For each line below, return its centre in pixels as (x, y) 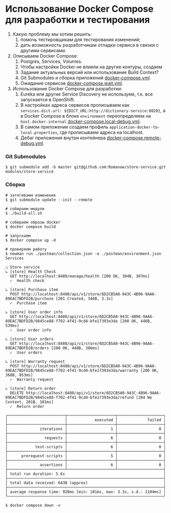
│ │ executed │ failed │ (86, 420)
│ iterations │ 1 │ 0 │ (86, 429)
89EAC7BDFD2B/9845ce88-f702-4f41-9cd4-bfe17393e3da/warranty (72, 370)
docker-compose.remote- (134, 138)
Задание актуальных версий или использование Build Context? (89, 72)
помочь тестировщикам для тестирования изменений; (80, 40)
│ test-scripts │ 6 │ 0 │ (86, 447)
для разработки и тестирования (78, 20)
